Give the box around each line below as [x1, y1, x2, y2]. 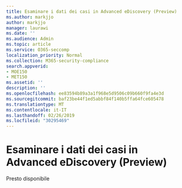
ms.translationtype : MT [6, 101, 65, 108]
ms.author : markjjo [6, 14, 54, 20]
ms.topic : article [6, 42, 51, 48]
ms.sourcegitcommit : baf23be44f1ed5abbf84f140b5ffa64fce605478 [6, 96, 164, 102]
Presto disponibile [6, 175, 50, 182]
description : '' [6, 85, 46, 91]
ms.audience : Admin [6, 36, 54, 42]
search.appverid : [6, 63, 49, 69]
